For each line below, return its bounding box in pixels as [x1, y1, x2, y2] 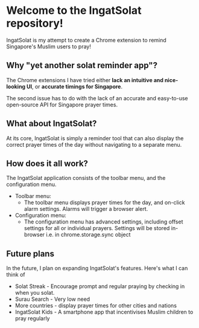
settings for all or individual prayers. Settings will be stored [24, 225, 170, 232]
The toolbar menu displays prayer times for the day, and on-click [24, 199, 185, 206]
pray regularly [14, 315, 50, 322]
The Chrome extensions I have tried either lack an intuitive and [6, 76, 164, 83]
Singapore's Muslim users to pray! [6, 43, 92, 50]
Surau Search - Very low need [14, 295, 90, 303]
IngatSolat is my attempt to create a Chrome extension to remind [6, 36, 167, 43]
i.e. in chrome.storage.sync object [46, 231, 131, 239]
